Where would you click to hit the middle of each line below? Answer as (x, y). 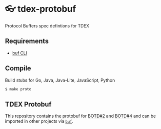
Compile (18, 68)
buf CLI (20, 53)
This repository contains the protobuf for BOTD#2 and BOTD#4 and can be (80, 116)
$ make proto (18, 89)
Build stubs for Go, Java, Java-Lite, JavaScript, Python (60, 80)
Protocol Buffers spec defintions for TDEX (47, 26)
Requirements (27, 41)
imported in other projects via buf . (39, 121)
